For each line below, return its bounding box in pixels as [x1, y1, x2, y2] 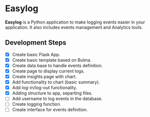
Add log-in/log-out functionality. [12, 85, 77, 91]
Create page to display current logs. [12, 68, 85, 74]
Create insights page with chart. [12, 74, 77, 79]
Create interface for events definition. [12, 107, 88, 113]
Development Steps [5, 39, 66, 47]
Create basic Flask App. [12, 51, 61, 57]
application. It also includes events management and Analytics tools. [5, 24, 143, 30]
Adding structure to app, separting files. [12, 90, 93, 96]
